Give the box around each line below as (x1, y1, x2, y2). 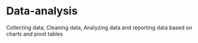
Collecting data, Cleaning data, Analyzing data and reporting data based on (6, 24, 193, 31)
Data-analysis (6, 4, 78, 18)
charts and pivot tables (6, 30, 63, 37)
